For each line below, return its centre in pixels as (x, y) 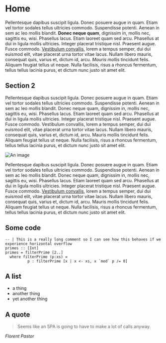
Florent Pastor (20, 336)
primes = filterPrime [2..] (34, 252)
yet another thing (30, 299)
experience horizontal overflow (39, 244)
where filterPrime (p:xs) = (39, 257)
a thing (19, 288)
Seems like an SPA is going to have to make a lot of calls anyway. (84, 327)
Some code (23, 228)
